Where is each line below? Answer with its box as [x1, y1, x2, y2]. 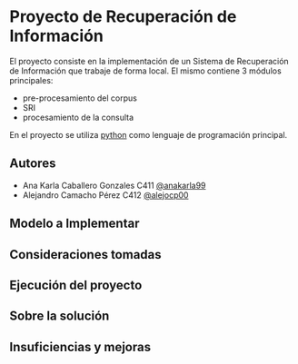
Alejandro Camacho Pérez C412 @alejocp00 [22, 189, 189, 201]
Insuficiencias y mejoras [9, 339, 152, 355]
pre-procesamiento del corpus [22, 93, 138, 103]
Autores [9, 156, 56, 172]
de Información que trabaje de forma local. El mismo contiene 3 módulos [9, 65, 282, 76]
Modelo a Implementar [9, 216, 140, 231]
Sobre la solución [9, 309, 110, 324]
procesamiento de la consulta [22, 112, 134, 123]
